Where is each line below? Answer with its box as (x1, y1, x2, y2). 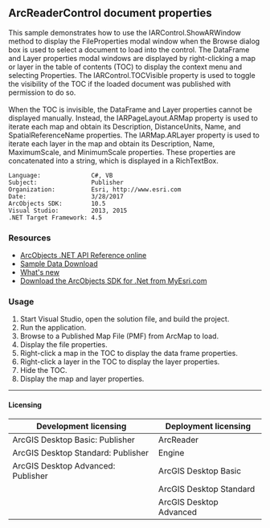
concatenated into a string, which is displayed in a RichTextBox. (8, 156, 219, 166)
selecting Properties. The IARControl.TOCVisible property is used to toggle (8, 70, 256, 80)
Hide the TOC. (19, 366, 67, 375)
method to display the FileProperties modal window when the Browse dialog (8, 36, 260, 46)
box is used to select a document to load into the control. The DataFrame (8, 44, 250, 55)
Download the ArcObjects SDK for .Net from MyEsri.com (19, 276, 207, 286)
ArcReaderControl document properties (8, 6, 213, 20)
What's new (19, 268, 60, 277)
